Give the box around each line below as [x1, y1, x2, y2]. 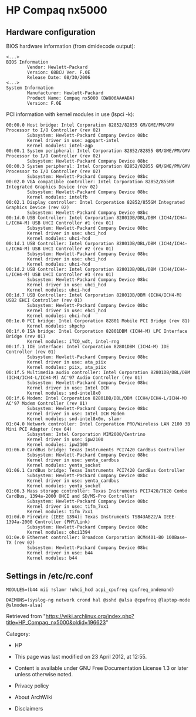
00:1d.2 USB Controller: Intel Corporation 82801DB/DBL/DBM [6, 266, 157, 272]
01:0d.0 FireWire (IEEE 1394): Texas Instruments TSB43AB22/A [6, 514, 161, 520]
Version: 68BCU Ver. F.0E [27, 70, 91, 75]
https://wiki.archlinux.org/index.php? [45, 612, 134, 619]
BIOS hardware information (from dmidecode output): [6, 42, 136, 49]
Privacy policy [14, 682, 49, 689]
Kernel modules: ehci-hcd [27, 313, 91, 319]
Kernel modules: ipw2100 [27, 442, 88, 448]
